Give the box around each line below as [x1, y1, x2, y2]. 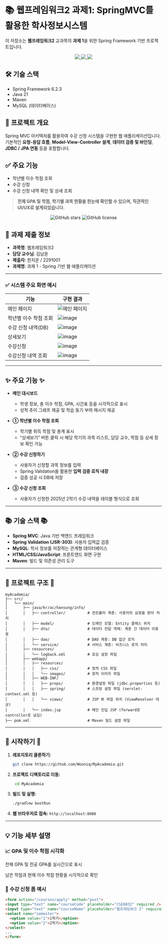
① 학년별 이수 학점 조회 [12, 418, 59, 424]
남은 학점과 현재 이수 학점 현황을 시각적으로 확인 [5, 872, 98, 878]
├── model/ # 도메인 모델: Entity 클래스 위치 [31, 621, 151, 626]
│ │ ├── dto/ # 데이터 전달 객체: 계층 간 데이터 [5, 626, 150, 631]
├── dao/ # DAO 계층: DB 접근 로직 [31, 637, 135, 642]
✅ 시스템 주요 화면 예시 [5, 282, 57, 289]
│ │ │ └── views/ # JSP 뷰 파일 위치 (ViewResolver [5, 697, 154, 702]
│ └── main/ [5, 601, 35, 606]
